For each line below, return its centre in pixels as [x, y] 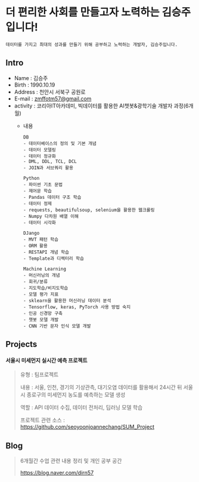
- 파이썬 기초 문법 [43, 185]
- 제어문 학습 [37, 191]
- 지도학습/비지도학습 [46, 288]
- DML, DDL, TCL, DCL [50, 161]
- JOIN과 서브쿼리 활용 [48, 168]
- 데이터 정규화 [39, 156]
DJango [31, 233]
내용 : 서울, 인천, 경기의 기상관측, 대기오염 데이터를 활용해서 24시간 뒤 [101, 387]
